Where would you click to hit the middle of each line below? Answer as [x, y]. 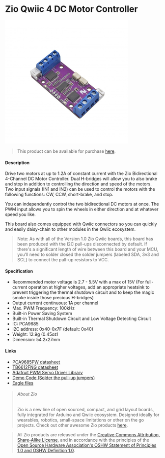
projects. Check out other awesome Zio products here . [72, 425]
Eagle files [23, 383]
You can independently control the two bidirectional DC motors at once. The [82, 204]
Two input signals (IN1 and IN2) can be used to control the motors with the [80, 189]
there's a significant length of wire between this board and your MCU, [88, 249]
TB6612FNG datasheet [35, 367]
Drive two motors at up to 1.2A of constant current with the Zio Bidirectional [82, 174]
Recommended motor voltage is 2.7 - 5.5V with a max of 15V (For [78, 282]
